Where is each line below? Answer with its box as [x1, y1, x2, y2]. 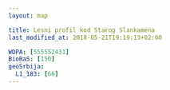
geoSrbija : [8, 63, 45, 71]
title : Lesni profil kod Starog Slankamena [8, 25, 156, 34]
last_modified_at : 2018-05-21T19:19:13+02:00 [8, 33, 162, 41]
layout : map [8, 11, 48, 20]
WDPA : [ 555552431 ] [8, 48, 69, 56]
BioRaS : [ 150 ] [8, 55, 56, 64]
